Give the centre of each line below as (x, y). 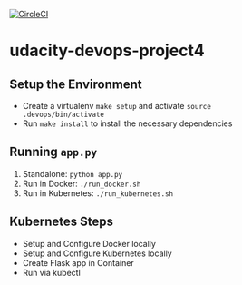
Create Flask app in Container (78, 262)
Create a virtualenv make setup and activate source (116, 106)
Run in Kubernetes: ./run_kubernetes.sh (98, 193)
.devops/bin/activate (63, 114)
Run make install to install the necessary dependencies (127, 123)
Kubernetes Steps (61, 222)
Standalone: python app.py (73, 173)
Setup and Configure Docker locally (89, 243)
